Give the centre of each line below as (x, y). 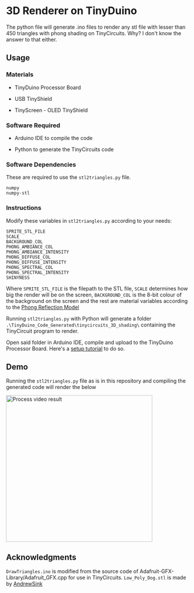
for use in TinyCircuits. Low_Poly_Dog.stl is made (127, 578)
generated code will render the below (51, 387)
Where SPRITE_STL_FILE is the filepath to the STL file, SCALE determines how (97, 288)
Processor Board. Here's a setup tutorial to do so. (66, 348)
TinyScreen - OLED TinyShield (51, 110)
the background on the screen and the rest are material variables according (97, 301)
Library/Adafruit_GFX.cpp (37, 578)
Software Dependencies (41, 164)
